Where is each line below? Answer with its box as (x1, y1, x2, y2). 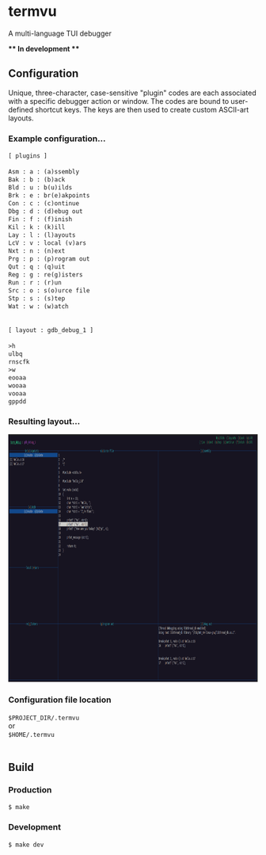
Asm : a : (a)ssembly (8, 168, 80, 176)
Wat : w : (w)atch (8, 303, 69, 311)
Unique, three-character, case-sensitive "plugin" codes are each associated (8, 88, 256, 97)
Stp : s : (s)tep (8, 295, 66, 303)
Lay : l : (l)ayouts (8, 231, 77, 239)
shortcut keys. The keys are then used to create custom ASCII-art (35, 105, 249, 114)
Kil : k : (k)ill (8, 223, 66, 231)
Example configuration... (8, 133, 106, 144)
